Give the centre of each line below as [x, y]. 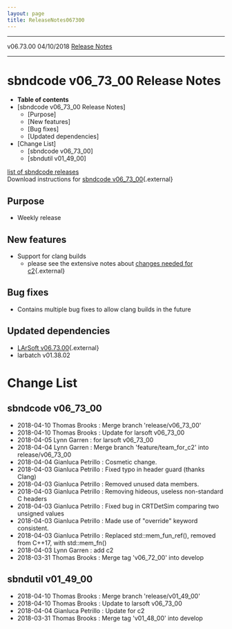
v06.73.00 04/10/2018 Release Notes [60, 46]
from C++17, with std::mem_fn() [62, 543]
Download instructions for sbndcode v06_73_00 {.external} [90, 179]
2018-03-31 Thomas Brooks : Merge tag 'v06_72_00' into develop [110, 557]
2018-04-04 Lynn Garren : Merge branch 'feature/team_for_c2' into [113, 447]
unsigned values [40, 513]
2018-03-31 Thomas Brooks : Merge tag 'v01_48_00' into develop [110, 618]
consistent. [33, 528]
